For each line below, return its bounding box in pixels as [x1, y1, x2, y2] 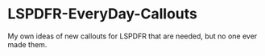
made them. [7, 39, 48, 49]
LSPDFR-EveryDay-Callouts [7, 5, 198, 23]
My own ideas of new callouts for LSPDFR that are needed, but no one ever [7, 31, 258, 41]
